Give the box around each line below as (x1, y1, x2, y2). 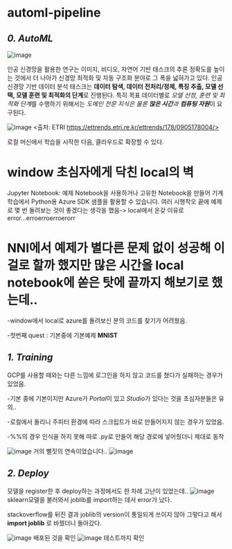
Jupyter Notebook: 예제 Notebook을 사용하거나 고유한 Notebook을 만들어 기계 (7, 188, 224, 197)
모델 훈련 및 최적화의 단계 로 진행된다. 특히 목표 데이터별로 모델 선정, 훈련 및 (16, 91, 218, 99)
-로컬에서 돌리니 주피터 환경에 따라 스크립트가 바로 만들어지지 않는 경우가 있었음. (7, 417, 224, 426)
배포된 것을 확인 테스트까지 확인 (33, 533, 145, 541)
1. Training (7, 352, 53, 363)
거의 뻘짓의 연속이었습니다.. (33, 447, 107, 455)
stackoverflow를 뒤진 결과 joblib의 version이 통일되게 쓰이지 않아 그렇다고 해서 (7, 510, 222, 519)
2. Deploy (7, 467, 50, 479)
